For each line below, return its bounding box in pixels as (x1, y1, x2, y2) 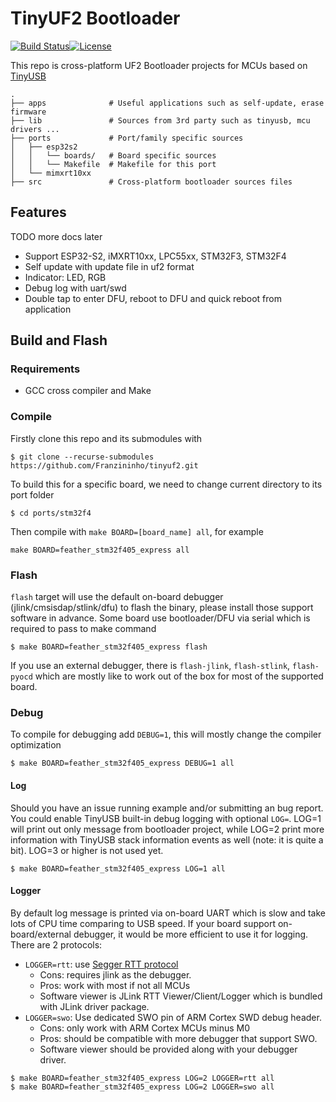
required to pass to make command (10, 623, 157, 635)
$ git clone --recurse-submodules (10, 452, 155, 462)
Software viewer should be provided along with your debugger (39, 1043, 298, 1055)
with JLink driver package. (39, 1000, 150, 1012)
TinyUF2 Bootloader (10, 7, 181, 30)
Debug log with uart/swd (24, 282, 127, 294)
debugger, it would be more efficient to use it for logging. (73, 928, 309, 940)
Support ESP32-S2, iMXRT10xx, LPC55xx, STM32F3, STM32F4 (24, 250, 287, 262)
